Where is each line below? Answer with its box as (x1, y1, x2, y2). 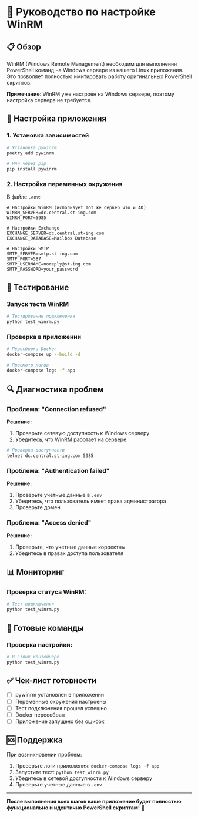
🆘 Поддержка (6, 735, 63, 745)
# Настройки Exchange (6, 226, 60, 231)
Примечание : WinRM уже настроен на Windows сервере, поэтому (6, 90, 175, 97)
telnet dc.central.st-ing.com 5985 (6, 453, 94, 459)
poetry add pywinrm (6, 150, 55, 156)
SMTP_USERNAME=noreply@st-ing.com (6, 261, 92, 267)
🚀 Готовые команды (6, 623, 84, 633)
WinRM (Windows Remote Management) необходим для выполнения (6, 60, 177, 67)
